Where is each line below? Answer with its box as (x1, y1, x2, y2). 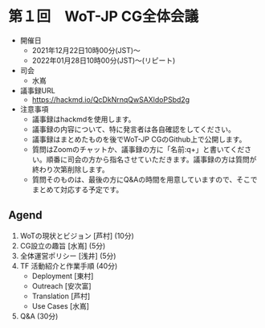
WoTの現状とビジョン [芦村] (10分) (19, 231, 135, 240)
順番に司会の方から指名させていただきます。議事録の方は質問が (46, 154, 257, 164)
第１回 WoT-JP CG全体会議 (8, 7, 199, 26)
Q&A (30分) (19, 311, 59, 321)
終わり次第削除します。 (31, 164, 110, 174)
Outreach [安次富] (31, 281, 92, 290)
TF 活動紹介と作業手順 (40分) (19, 260, 118, 270)
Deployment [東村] (31, 271, 94, 281)
